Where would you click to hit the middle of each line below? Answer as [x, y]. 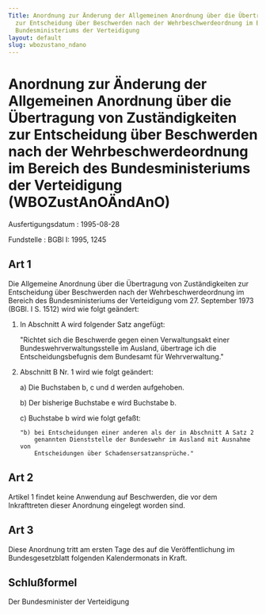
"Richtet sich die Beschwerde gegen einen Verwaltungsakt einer [124, 340]
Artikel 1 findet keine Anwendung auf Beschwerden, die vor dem [113, 497]
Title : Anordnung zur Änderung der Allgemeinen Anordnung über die [122, 15]
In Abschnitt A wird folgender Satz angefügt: [92, 324]
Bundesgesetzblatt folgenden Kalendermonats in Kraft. [98, 558]
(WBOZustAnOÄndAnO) [89, 202]
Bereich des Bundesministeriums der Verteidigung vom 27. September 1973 [131, 300]
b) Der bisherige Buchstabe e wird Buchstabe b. [98, 402]
